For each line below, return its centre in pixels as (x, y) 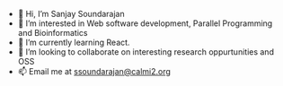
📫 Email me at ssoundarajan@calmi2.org (94, 71)
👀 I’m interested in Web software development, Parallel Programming (145, 23)
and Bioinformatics (53, 33)
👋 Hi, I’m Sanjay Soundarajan (71, 14)
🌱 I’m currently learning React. (74, 42)
